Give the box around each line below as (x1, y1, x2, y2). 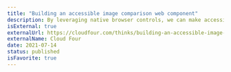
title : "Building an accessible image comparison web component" (7, 10, 198, 17)
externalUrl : (7, 29, 45, 36)
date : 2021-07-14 (7, 42, 57, 49)
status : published (7, 49, 60, 56)
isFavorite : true (7, 55, 57, 62)
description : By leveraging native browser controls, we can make (7, 16, 201, 23)
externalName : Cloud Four (7, 36, 81, 43)
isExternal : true (7, 23, 57, 29)
